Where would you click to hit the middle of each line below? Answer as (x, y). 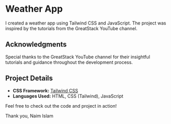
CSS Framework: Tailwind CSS (45, 90)
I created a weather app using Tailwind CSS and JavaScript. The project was (86, 23)
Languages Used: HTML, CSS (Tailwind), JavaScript (68, 96)
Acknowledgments (36, 45)
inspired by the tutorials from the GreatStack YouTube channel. (71, 28)
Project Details (29, 78)
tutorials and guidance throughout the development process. (69, 62)
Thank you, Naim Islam (29, 116)
